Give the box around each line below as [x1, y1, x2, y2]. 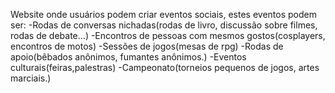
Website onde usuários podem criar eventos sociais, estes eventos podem [10, 9, 317, 20]
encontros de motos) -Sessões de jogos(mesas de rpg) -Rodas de [10, 40, 284, 52]
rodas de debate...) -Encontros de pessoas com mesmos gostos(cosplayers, [10, 30, 326, 41]
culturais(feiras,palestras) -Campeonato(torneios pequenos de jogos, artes [10, 62, 320, 73]
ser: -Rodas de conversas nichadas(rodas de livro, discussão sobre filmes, [10, 19, 318, 31]
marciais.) [10, 72, 52, 84]
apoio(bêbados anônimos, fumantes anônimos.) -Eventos [10, 51, 247, 63]
